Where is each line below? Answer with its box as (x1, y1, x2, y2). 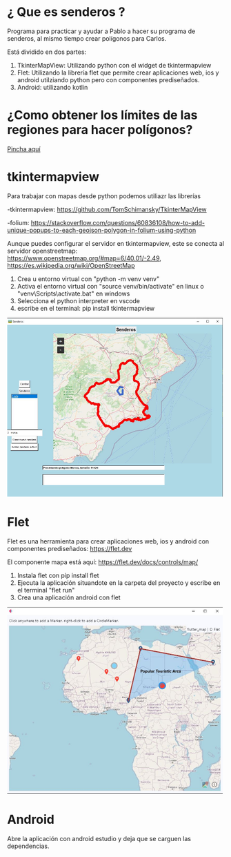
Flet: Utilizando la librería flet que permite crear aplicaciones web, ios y (17, 68, 219, 77)
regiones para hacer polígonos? (7, 122, 193, 138)
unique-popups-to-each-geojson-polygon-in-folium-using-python (7, 226, 197, 234)
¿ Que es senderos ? (7, 4, 125, 20)
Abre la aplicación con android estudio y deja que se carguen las (7, 834, 192, 842)
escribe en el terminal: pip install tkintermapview (17, 304, 155, 312)
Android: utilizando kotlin (17, 83, 88, 91)
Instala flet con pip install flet (17, 571, 99, 579)
